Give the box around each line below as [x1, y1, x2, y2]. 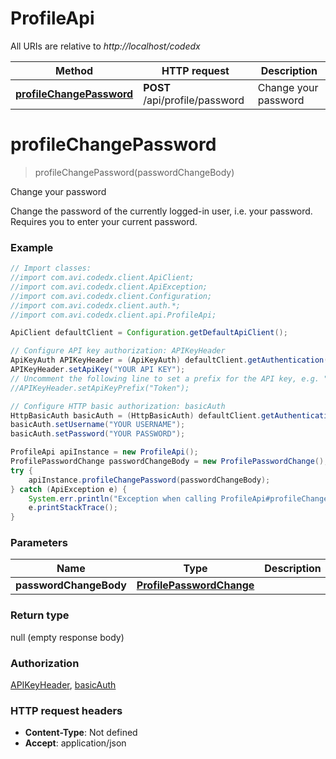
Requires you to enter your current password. [10, 215, 198, 227]
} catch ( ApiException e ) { [10, 484, 128, 494]
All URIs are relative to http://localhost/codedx [10, 40, 201, 52]
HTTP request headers [10, 703, 123, 717]
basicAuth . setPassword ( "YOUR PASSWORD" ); [10, 429, 186, 439]
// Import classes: [10, 263, 92, 274]
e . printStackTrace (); [28, 503, 118, 513]
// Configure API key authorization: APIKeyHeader [10, 346, 226, 356]
